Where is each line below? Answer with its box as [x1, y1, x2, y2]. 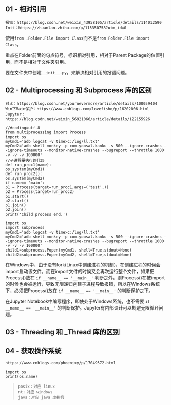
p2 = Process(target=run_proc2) [5, 189, 74, 194]
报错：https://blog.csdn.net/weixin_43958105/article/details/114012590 [5, 20, 162, 25]
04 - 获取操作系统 [5, 346, 62, 355]
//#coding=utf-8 [5, 125, 40, 130]
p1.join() [5, 202, 27, 208]
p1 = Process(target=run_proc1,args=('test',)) [5, 184, 109, 190]
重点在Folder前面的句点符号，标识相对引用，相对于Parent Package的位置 [5, 52, 160, 58]
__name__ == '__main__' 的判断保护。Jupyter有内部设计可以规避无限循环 [5, 304, 159, 311]
